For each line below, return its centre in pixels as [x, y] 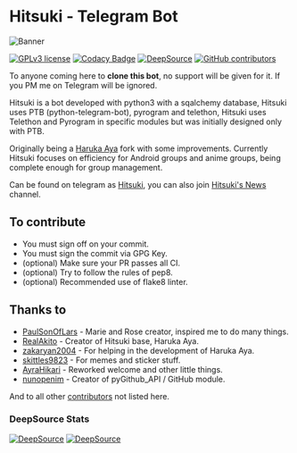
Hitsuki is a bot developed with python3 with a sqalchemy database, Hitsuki [148, 102]
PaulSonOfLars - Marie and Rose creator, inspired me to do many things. [155, 331]
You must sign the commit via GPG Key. [95, 253]
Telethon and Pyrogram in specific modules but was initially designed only [146, 122]
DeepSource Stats [49, 419]
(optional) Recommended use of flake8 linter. [105, 281]
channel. [25, 194]
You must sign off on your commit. [86, 244]
